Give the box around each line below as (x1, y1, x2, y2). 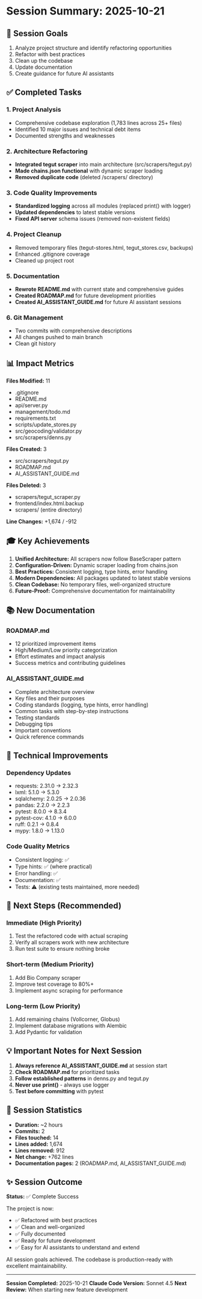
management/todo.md (14, 408, 70, 415)
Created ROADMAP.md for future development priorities (14, 291, 156, 299)
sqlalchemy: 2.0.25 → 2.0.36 (14, 795, 86, 802)
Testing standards (14, 714, 60, 721)
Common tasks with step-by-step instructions (14, 707, 129, 714)
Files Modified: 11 (6, 377, 50, 384)
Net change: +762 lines (14, 1153, 74, 1160)
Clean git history (14, 340, 56, 348)
